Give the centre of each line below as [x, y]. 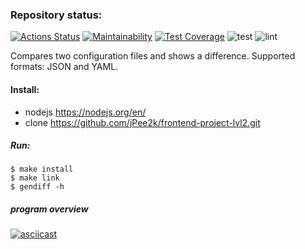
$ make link [35, 178]
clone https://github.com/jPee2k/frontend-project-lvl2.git [142, 122]
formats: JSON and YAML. [64, 67]
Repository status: [56, 15]
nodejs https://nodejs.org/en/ [85, 112]
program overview [49, 209]
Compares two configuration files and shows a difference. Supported [153, 56]
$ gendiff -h [37, 187]
